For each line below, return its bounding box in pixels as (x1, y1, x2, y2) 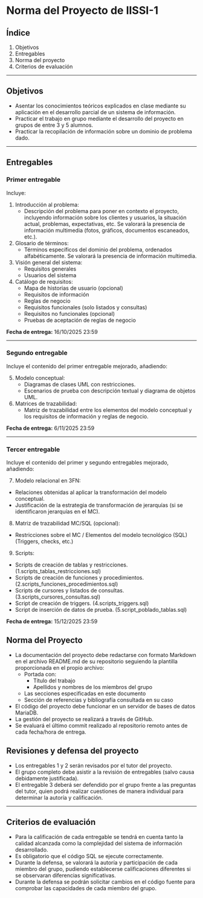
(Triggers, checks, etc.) (14, 538, 74, 545)
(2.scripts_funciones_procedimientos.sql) (14, 580, 118, 588)
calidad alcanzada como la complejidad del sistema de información (14, 839, 182, 847)
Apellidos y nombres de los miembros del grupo (33, 683, 153, 690)
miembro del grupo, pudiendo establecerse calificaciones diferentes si (14, 865, 192, 873)
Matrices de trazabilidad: (14, 400, 77, 407)
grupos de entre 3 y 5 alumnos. (14, 121, 94, 129)
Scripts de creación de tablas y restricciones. (14, 561, 128, 568)
